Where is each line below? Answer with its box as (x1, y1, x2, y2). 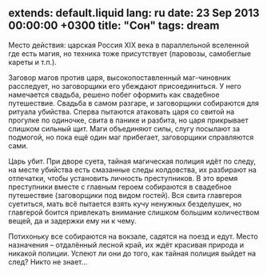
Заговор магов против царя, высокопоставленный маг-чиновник (8, 72, 231, 83)
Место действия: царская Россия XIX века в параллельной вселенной (8, 40, 249, 50)
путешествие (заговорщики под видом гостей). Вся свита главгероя (8, 190, 242, 199)
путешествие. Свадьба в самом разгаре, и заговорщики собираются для (8, 98, 260, 107)
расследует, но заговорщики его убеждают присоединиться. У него (8, 81, 241, 91)
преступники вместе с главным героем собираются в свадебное (8, 182, 232, 191)
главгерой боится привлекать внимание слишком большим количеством (8, 208, 260, 217)
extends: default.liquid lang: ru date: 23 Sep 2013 (8, 6, 260, 20)
